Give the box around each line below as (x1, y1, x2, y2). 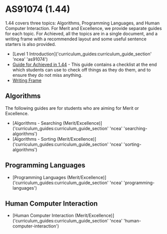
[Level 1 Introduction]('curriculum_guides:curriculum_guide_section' (12, 51, 152, 57)
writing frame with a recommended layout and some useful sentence (5, 36, 147, 42)
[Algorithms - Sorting (12, 136, 56, 142)
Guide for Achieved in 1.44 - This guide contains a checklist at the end (12, 61, 157, 67)
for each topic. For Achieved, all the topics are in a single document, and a (5, 30, 158, 36)
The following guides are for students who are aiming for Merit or (5, 105, 139, 111)
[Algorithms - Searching (12, 120, 62, 126)
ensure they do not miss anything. (12, 72, 83, 78)
